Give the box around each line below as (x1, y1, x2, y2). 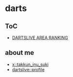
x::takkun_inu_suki (12, 61, 49, 67)
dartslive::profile (12, 66, 45, 72)
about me (5, 49, 34, 57)
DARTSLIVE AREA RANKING (12, 35, 68, 40)
